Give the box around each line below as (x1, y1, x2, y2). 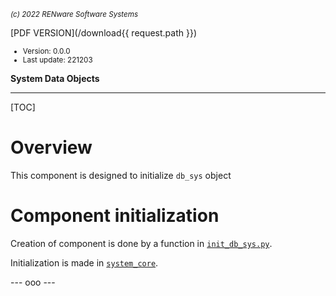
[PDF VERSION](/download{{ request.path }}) (10, 27, 197, 39)
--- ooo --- (10, 276, 56, 288)
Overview (10, 136, 93, 159)
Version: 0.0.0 (22, 46, 71, 56)
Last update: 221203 (22, 55, 93, 65)
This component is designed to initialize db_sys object (10, 169, 232, 181)
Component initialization (10, 205, 220, 227)
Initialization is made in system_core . (10, 256, 159, 269)
